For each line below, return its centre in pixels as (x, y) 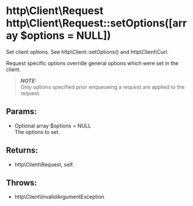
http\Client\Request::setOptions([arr (96, 23)
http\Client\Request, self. (44, 164)
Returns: (22, 150)
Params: (21, 111)
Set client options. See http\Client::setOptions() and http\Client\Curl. (87, 51)
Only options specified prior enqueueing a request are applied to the (102, 87)
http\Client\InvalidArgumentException (59, 197)
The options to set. (37, 132)
